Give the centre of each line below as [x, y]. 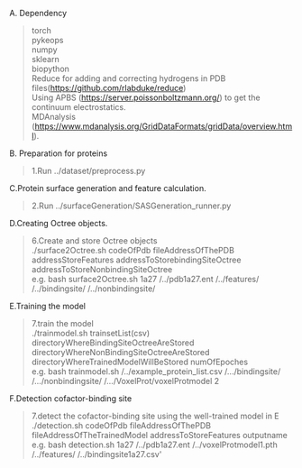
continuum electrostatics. [78, 107]
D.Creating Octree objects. [59, 223]
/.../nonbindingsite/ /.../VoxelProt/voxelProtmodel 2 [125, 381]
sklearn [46, 59]
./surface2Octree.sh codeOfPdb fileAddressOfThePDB [133, 250]
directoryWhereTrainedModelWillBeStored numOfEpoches [140, 362]
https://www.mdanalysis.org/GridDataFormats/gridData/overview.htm [164, 126]
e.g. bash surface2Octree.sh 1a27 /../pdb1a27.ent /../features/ [145, 279]
